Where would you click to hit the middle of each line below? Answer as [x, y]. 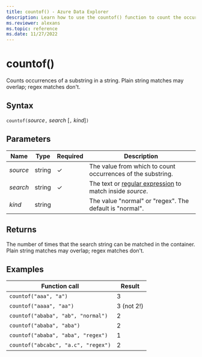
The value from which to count [132, 166]
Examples [25, 269]
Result [130, 286]
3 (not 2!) [130, 306]
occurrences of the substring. [131, 174]
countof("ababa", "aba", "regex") [59, 335]
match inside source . [119, 191]
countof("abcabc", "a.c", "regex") [60, 345]
